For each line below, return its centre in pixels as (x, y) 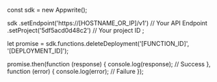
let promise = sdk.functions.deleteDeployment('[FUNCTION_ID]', (98, 43)
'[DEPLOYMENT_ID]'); (38, 51)
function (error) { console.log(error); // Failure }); (75, 71)
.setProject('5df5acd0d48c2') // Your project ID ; (76, 30)
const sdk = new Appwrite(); (47, 10)
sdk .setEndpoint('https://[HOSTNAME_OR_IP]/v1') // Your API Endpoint (107, 23)
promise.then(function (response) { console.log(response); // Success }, (109, 64)
